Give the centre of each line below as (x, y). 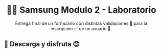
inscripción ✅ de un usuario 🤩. (81, 28)
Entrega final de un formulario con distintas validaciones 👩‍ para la (81, 23)
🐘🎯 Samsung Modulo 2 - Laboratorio (81, 10)
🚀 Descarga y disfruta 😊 (42, 44)
